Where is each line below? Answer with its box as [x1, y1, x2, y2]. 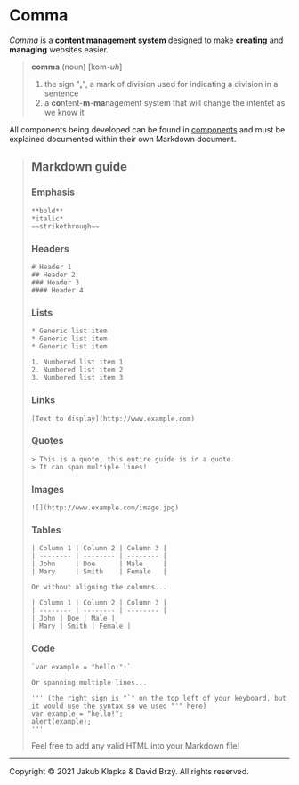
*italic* [30, 214, 64, 223]
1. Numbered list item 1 [30, 357, 124, 367]
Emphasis [30, 186, 76, 198]
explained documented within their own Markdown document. [9, 133, 237, 144]
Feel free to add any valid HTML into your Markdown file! [30, 740, 240, 751]
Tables [30, 524, 61, 536]
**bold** [30, 206, 64, 215]
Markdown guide [30, 159, 127, 174]
